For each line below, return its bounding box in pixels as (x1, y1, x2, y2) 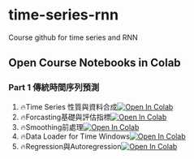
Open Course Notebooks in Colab (8, 56, 181, 70)
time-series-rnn (8, 6, 119, 24)
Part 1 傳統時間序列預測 (8, 82, 100, 93)
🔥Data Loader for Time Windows (19, 131, 130, 141)
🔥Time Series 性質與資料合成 (19, 101, 118, 111)
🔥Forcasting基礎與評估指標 (19, 112, 111, 122)
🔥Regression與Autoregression (19, 141, 122, 151)
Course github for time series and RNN (8, 32, 138, 42)
